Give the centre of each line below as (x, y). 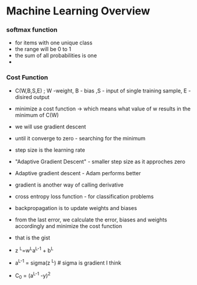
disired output (32, 97)
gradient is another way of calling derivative (69, 185)
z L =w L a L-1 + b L (34, 250)
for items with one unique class (54, 43)
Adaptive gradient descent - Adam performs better (78, 173)
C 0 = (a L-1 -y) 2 (33, 276)
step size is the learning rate (50, 150)
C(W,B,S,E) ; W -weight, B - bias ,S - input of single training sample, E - (103, 91)
